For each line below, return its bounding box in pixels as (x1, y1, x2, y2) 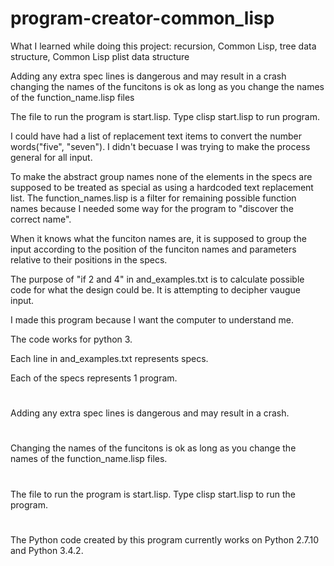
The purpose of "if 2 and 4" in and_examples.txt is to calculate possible (10, 273, 305, 285)
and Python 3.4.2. (10, 544, 84, 556)
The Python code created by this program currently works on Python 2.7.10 (10, 533, 320, 546)
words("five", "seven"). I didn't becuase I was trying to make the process (10, 140, 311, 152)
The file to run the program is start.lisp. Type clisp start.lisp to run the (10, 488, 296, 500)
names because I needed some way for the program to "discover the (10, 202, 294, 214)
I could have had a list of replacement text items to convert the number (10, 130, 303, 142)
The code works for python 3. (10, 333, 133, 345)
